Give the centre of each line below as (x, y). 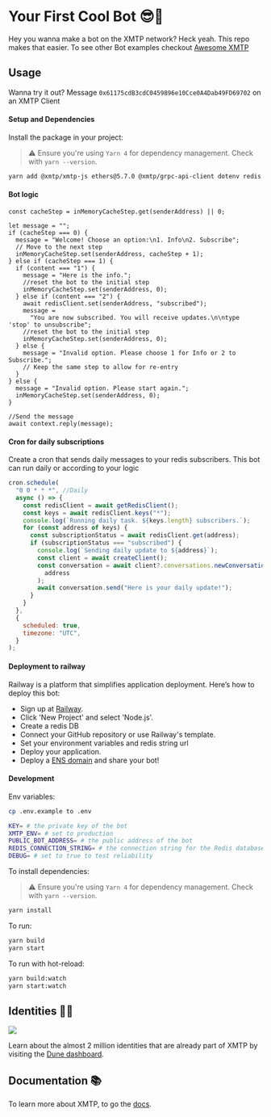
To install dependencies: (49, 871)
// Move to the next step (59, 247)
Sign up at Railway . (52, 708)
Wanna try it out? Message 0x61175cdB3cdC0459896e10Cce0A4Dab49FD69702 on (135, 92)
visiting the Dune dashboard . (56, 1054)
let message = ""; (39, 226)
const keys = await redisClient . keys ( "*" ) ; (97, 513)
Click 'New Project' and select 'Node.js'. (87, 717)
